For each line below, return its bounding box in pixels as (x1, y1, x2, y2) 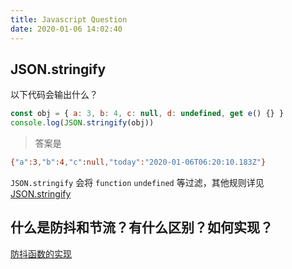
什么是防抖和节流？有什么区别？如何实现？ (10, 219, 273, 236)
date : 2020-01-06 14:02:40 (10, 24, 123, 34)
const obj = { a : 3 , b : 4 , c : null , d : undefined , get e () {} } (10, 109, 285, 119)
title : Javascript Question (10, 14, 128, 25)
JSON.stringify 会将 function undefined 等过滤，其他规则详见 (10, 176, 265, 188)
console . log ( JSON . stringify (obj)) (10, 118, 155, 128)
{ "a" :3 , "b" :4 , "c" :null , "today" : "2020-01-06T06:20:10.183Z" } (10, 157, 267, 168)
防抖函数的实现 (10, 247, 72, 260)
